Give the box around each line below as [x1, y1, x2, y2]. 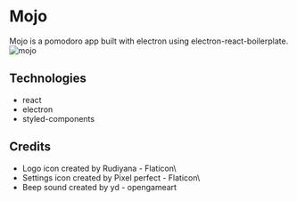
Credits [9, 140, 52, 155]
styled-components [21, 113, 95, 124]
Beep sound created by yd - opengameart [21, 181, 177, 192]
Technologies [9, 71, 87, 86]
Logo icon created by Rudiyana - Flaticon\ [21, 163, 177, 173]
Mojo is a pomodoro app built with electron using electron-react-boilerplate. [9, 36, 289, 46]
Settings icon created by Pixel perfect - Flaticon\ [21, 172, 201, 183]
